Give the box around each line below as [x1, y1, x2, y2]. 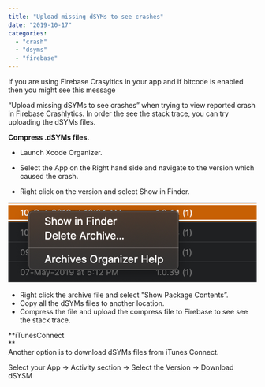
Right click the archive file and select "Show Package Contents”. [19, 290, 229, 300]
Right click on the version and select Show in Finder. [19, 187, 190, 196]
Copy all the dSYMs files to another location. [19, 299, 165, 308]
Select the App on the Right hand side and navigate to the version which [19, 163, 255, 173]
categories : [8, 29, 47, 37]
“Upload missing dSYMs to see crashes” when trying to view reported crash [8, 101, 256, 110]
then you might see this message [8, 85, 116, 95]
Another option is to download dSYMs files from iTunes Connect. [8, 348, 219, 357]
